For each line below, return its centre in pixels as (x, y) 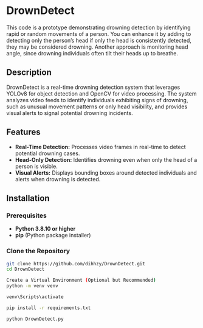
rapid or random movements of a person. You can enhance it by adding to (99, 33)
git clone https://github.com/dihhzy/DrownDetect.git (76, 263)
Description (29, 73)
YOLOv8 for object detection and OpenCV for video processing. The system (101, 93)
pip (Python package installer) (53, 236)
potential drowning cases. (47, 153)
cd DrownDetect (26, 269)
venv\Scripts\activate (35, 297)
